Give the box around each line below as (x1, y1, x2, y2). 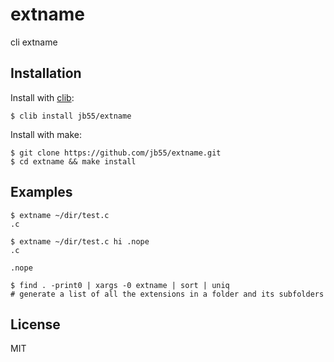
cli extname (10, 36, 58, 48)
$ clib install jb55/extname (10, 111, 132, 121)
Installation (10, 65, 82, 82)
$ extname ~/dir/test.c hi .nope (10, 236, 150, 247)
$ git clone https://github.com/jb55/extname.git (10, 148, 222, 158)
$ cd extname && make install (10, 156, 137, 167)
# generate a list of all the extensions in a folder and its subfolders (10, 289, 325, 299)
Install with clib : (10, 91, 75, 103)
